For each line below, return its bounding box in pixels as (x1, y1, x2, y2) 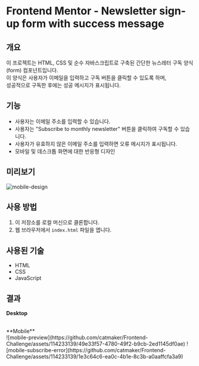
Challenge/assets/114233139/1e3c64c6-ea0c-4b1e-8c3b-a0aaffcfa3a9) (6, 353, 184, 360)
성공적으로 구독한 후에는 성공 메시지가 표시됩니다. (6, 82, 121, 89)
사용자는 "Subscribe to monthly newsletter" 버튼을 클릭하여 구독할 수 (14, 125, 179, 132)
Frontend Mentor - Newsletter (6, 4, 157, 18)
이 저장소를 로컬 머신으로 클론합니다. (14, 219, 99, 226)
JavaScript (14, 274, 42, 282)
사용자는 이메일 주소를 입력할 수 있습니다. (14, 118, 111, 125)
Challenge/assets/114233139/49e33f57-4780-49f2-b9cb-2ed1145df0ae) (6, 340, 186, 347)
